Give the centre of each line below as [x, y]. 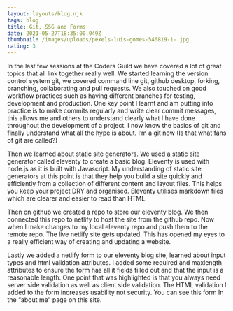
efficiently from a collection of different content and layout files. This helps [115, 183]
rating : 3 [22, 46]
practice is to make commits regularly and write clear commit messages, [112, 110]
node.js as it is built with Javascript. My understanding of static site [104, 169]
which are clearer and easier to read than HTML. [77, 198]
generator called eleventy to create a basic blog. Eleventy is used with [108, 161]
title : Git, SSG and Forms [47, 27]
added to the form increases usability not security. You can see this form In [115, 292]
